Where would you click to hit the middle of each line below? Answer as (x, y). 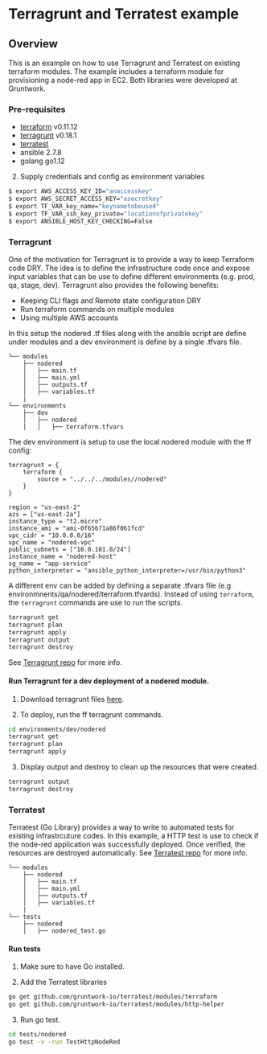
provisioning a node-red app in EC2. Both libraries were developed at (123, 80)
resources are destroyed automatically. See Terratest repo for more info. (128, 853)
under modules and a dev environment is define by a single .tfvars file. (125, 342)
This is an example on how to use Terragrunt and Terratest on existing (124, 63)
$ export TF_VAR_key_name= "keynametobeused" (84, 207)
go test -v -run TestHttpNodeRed (64, 1042)
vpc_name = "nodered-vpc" (51, 542)
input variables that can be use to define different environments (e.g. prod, (132, 276)
